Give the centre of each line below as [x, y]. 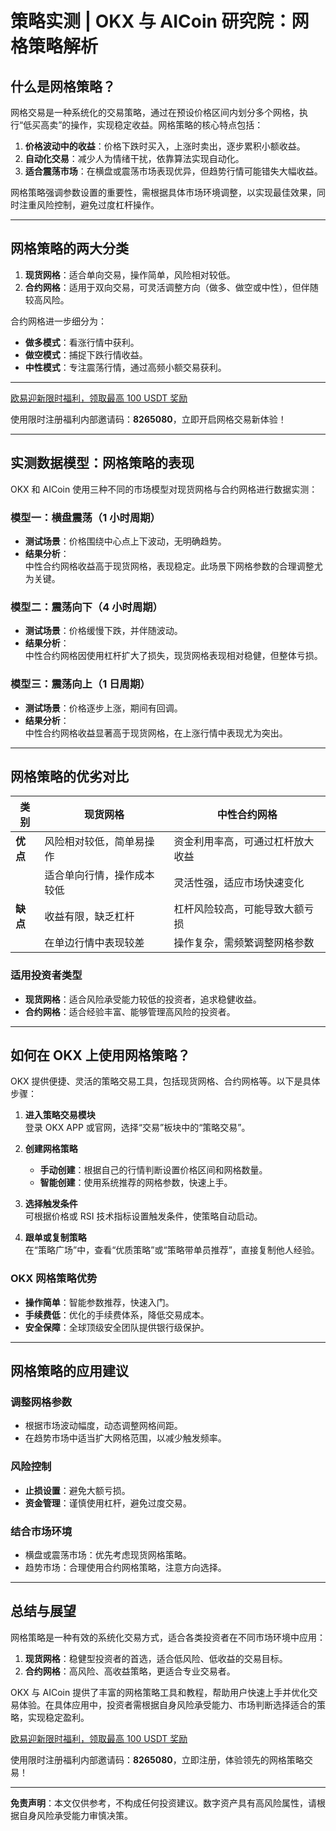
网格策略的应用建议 [69, 1371]
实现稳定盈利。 [58, 1717]
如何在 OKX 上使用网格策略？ [100, 1055]
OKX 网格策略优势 [54, 1279]
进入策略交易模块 [60, 1115]
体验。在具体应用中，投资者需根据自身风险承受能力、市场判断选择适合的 [167, 1704]
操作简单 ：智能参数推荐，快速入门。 [99, 1302]
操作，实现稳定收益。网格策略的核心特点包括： [167, 125]
